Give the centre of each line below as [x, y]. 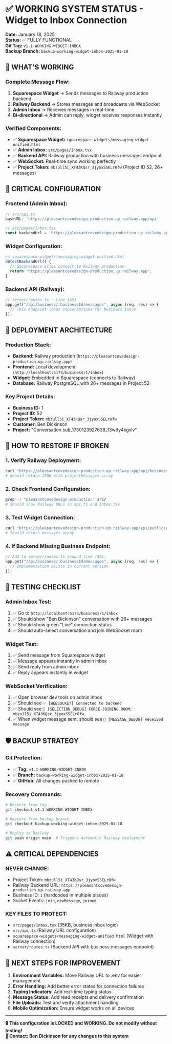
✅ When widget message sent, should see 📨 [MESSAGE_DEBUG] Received [88, 719]
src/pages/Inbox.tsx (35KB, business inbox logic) [65, 925]
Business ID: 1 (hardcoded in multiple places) [60, 895]
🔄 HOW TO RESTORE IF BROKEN [57, 446]
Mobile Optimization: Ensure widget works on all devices [73, 1008]
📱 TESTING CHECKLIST [43, 587]
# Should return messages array [40, 533]
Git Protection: [24, 758]
